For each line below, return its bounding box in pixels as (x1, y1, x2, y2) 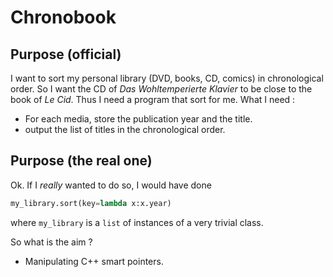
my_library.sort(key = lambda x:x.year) (10, 198, 172, 208)
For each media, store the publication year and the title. (24, 113, 253, 125)
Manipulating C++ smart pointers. (24, 255, 164, 267)
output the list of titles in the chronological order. (24, 124, 226, 135)
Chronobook (10, 6, 117, 29)
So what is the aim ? (10, 236, 93, 248)
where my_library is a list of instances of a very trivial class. (10, 216, 264, 228)
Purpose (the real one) (10, 152, 153, 170)
